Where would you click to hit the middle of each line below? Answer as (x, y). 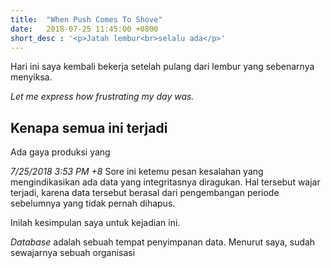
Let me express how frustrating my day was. (102, 97)
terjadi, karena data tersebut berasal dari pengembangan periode (145, 193)
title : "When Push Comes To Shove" (86, 19)
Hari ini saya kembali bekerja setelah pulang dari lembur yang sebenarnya (162, 67)
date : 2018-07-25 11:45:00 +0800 (84, 29)
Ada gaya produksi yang (60, 152)
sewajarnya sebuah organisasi (73, 253)
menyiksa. (31, 77)
